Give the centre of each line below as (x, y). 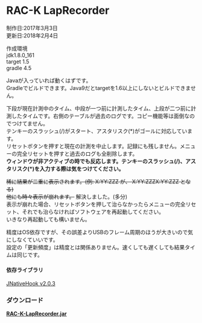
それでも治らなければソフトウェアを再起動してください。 (93, 211)
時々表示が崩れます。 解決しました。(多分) (75, 196)
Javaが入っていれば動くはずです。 (49, 80)
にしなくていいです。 (32, 240)
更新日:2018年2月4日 (32, 35)
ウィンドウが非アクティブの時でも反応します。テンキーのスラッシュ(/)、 (96, 161)
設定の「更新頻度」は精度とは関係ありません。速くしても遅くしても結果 (96, 247)
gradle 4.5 (19, 68)
